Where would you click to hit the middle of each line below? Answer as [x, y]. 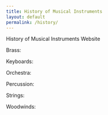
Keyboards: [20, 61]
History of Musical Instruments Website [53, 39]
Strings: [15, 95]
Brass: [14, 50]
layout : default [26, 17]
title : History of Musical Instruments [54, 11]
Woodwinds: [21, 107]
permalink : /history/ [32, 22]
